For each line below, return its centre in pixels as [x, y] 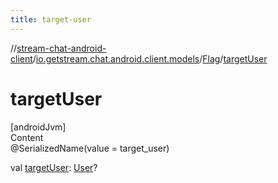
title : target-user [51, 19]
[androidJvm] [38, 127]
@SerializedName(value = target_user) [90, 148]
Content [27, 137]
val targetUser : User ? [54, 167]
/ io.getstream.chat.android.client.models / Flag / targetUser [150, 58]
